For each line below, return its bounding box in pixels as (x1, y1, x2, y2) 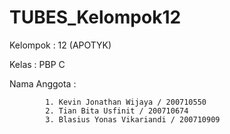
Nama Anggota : (9, 77, 77, 90)
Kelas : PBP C (9, 58, 66, 70)
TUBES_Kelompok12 (9, 6, 182, 29)
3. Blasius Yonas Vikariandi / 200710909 (45, 114, 221, 125)
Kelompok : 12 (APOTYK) (9, 39, 112, 51)
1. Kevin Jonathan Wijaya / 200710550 (45, 97, 207, 107)
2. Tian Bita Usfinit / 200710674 (45, 106, 189, 116)
